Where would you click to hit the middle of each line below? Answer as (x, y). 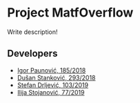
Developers (32, 54)
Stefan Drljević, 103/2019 (52, 85)
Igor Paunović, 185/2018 (51, 70)
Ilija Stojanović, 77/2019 (51, 92)
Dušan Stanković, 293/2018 (56, 77)
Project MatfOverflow (70, 13)
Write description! (32, 32)
